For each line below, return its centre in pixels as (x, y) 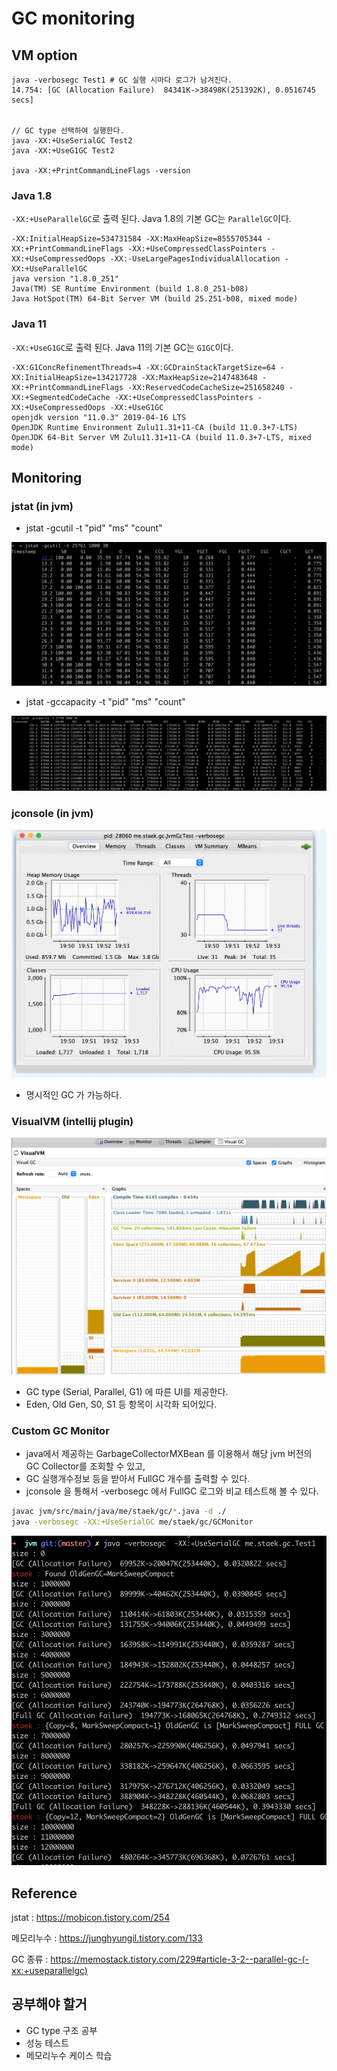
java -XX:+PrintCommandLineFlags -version (101, 171)
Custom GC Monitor (60, 1430)
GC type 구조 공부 (61, 2030)
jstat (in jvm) (42, 506)
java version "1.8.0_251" (65, 279)
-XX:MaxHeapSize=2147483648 (199, 377)
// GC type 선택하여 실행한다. (68, 131)
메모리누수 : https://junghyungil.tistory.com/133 (107, 1938)
